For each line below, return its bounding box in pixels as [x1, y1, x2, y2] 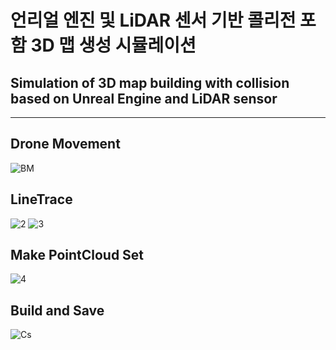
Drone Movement [10, 136, 121, 153]
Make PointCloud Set [10, 247, 145, 264]
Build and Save [10, 302, 105, 319]
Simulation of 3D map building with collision [10, 74, 290, 91]
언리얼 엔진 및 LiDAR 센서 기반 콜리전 [10, 9, 297, 32]
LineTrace [10, 191, 73, 208]
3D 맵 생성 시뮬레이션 [30, 34, 197, 57]
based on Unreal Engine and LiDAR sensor [10, 90, 278, 107]
